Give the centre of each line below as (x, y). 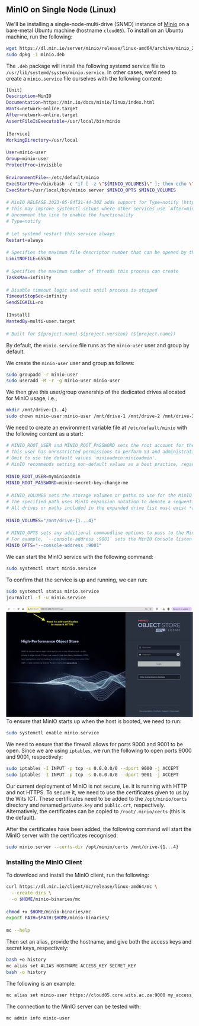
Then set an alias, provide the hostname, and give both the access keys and (99, 942)
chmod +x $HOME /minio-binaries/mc (49, 912)
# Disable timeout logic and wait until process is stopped (82, 290)
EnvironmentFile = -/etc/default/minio (53, 177)
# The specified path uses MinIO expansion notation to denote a (88, 501)
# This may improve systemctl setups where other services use (86, 209)
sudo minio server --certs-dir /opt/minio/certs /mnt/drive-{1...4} (92, 847)
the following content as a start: (45, 434)
